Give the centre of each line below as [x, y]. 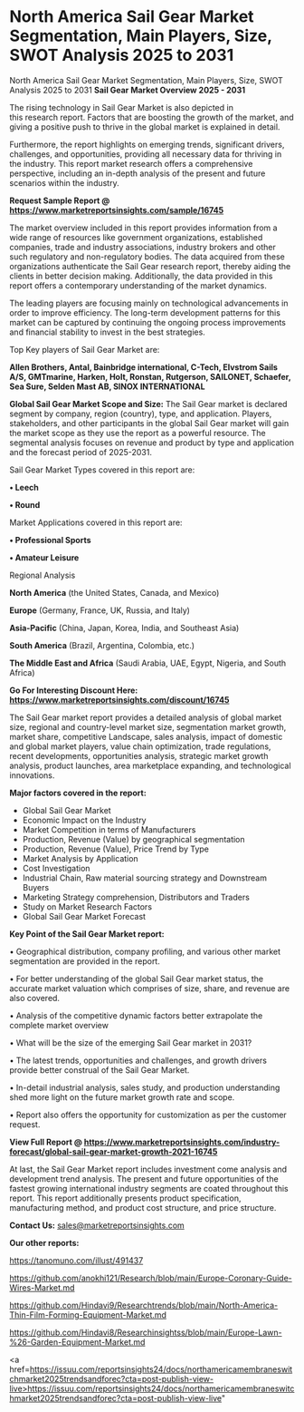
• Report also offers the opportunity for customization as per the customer [148, 1115]
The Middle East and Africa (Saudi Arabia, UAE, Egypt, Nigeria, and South [148, 663]
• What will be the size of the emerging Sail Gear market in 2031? [131, 1042]
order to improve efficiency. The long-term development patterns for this [145, 312]
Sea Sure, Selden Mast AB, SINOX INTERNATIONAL [107, 386]
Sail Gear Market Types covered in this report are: [102, 470]
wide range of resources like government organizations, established [136, 237]
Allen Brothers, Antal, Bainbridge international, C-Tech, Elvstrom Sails [144, 367]
